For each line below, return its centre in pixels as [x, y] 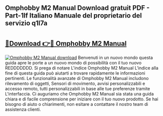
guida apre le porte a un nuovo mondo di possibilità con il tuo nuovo [73, 63]
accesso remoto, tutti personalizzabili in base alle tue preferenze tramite [78, 89]
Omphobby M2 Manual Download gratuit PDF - [77, 8]
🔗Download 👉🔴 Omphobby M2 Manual [66, 43]
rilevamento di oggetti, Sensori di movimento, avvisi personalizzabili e [75, 83]
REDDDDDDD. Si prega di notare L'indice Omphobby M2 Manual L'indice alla [82, 68]
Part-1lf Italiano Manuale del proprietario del [73, 16]
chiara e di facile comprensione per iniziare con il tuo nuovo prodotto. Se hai [82, 99]
